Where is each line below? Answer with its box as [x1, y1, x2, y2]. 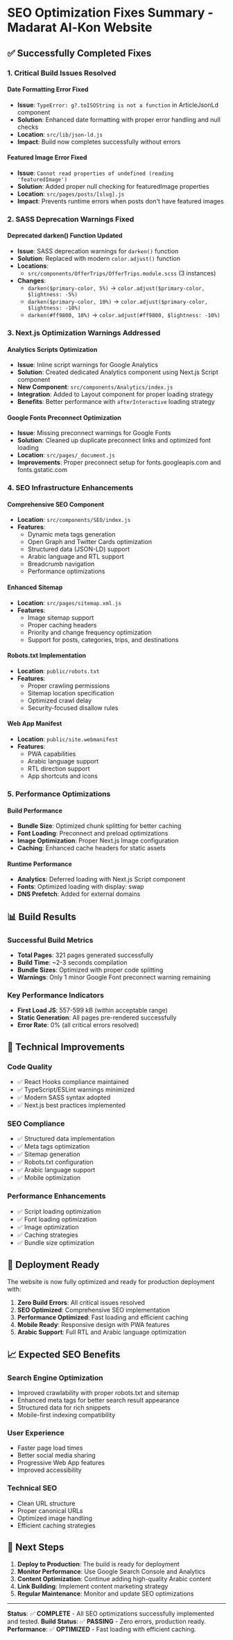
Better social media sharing [17, 1451, 96, 1460]
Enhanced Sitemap [7, 583, 63, 591]
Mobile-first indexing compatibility [17, 1411, 116, 1419]
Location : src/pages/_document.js [17, 451, 116, 459]
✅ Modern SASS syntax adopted [17, 1093, 111, 1101]
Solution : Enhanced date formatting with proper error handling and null [17, 115, 221, 124]
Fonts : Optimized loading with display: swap [17, 883, 144, 891]
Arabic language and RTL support [27, 552, 125, 561]
